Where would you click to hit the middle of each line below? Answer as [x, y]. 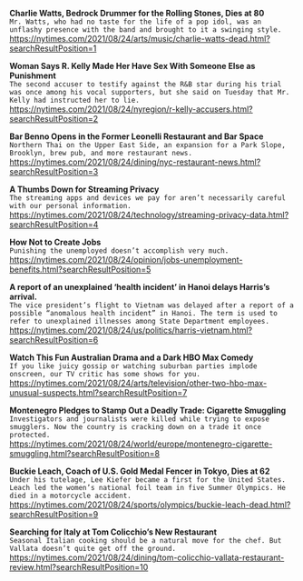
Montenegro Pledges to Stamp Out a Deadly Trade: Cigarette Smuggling [148, 410]
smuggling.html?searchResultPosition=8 [85, 453]
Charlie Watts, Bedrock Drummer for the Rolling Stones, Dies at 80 [137, 13]
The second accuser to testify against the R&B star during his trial [146, 85]
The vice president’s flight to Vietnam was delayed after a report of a [152, 306]
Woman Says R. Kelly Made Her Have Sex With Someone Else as [132, 66]
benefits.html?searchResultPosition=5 [80, 269]
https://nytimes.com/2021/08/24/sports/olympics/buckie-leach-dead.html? [150, 505]
